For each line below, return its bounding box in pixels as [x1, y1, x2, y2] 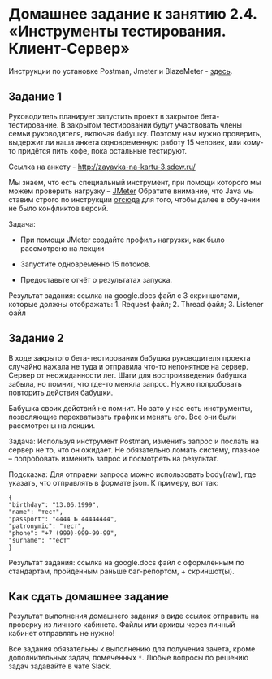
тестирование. [8, 119, 59, 130]
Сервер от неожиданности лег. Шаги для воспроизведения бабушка [8, 370, 248, 380]
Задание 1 [8, 90, 63, 104]
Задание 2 [8, 331, 64, 345]
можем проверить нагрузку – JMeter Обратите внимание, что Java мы [8, 186, 254, 196]
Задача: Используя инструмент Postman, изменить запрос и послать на [8, 436, 260, 446]
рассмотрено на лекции [19, 243, 105, 253]
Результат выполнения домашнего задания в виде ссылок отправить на [8, 611, 260, 621]
